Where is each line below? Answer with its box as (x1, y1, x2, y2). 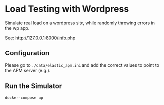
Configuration (5, 49, 50, 57)
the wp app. (5, 25, 30, 31)
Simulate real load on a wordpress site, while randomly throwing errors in (5, 20, 155, 26)
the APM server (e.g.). (5, 67, 51, 73)
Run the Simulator (5, 82, 62, 90)
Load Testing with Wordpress (5, 3, 129, 15)
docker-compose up (5, 95, 43, 100)
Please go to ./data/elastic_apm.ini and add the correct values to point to (5, 62, 159, 68)
